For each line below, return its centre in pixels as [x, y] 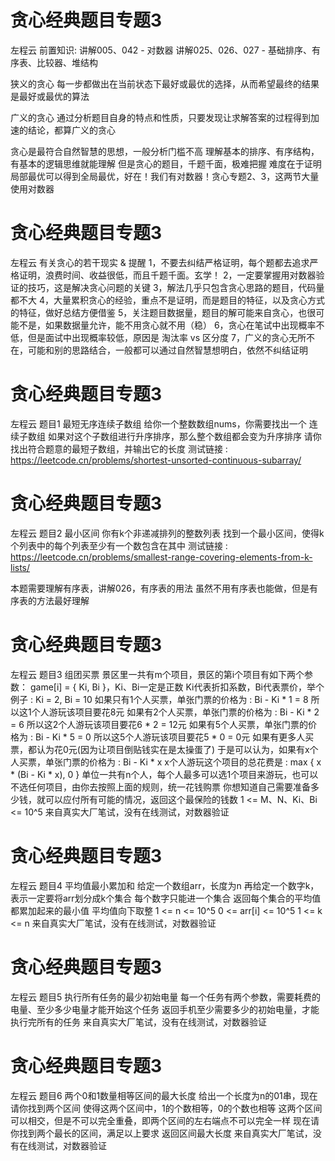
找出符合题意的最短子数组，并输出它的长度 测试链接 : [119, 448]
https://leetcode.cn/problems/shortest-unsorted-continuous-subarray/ [156, 460]
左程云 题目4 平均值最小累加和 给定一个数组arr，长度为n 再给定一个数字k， [165, 885]
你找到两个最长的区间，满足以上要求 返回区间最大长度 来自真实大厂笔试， [161, 1133]
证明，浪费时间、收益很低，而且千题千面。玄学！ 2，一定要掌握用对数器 [167, 275]
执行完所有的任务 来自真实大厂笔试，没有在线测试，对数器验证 [138, 1022]
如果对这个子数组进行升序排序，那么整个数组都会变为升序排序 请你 [184, 436]
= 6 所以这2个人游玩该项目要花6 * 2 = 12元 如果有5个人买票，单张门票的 [159, 724]
